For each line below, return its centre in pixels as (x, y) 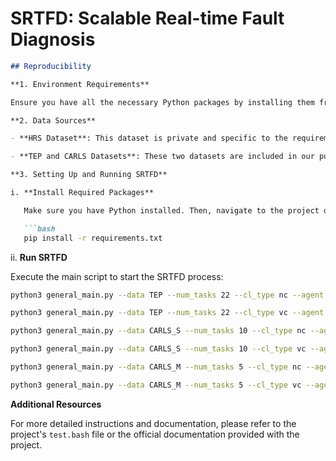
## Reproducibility (51, 66)
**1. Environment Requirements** (80, 84)
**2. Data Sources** (53, 120)
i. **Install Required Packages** (82, 193)
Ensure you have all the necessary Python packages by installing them (162, 102)
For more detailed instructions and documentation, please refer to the (153, 423)
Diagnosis (53, 39)
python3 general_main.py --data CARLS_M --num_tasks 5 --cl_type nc (156, 367)
